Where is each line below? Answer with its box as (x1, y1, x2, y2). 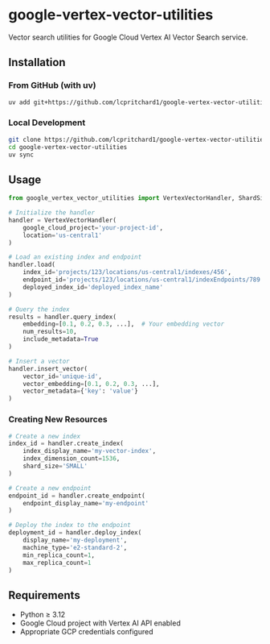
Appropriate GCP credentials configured (19, 627, 153, 637)
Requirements (8, 588, 80, 602)
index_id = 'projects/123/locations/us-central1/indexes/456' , (22, 268, 231, 276)
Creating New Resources (8, 413, 108, 425)
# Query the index (8, 305, 70, 314)
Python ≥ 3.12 (19, 610, 66, 620)
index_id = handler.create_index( (8, 439, 125, 448)
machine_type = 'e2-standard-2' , (22, 543, 128, 551)
